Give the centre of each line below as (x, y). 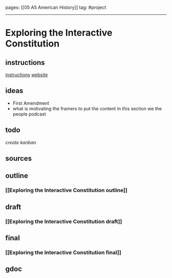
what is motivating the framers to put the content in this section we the (87, 108)
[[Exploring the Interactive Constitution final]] (63, 252)
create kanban (21, 142)
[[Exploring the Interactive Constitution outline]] (67, 190)
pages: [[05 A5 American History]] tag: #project (56, 7)
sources (19, 159)
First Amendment (31, 103)
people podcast (29, 114)
